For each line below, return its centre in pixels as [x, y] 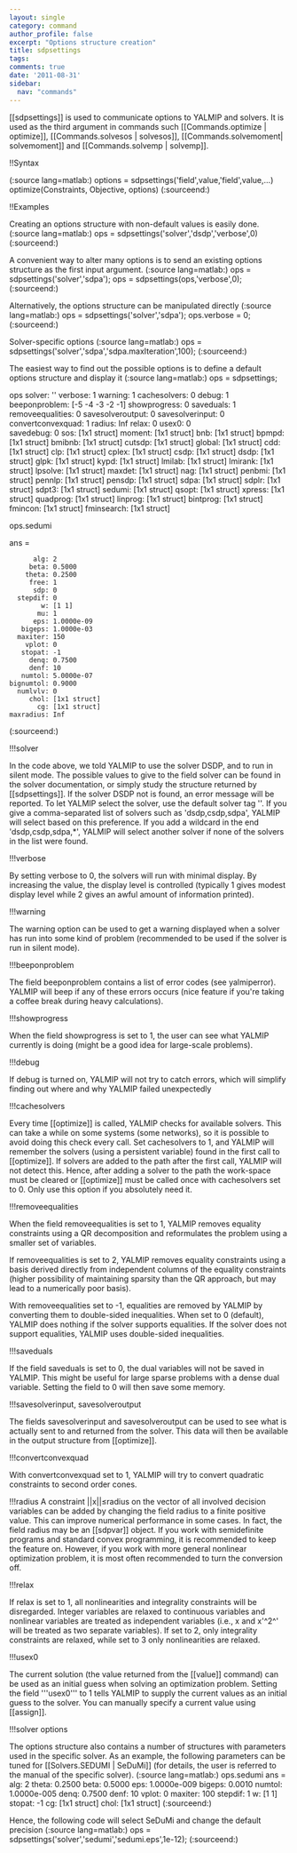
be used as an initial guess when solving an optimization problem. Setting [143, 1683]
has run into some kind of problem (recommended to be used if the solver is [148, 938]
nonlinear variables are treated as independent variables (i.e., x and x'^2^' [144, 1621]
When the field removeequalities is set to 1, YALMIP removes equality [135, 1224]
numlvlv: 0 [37, 691]
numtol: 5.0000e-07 [57, 675]
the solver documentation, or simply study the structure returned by [133, 784]
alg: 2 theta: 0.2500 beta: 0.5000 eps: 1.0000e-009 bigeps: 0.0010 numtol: [146, 1784]
